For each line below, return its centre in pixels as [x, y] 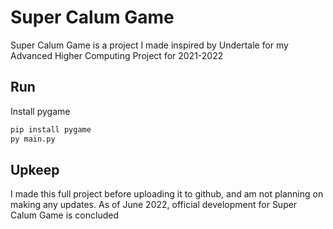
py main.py [33, 139]
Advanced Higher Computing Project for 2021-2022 [117, 55]
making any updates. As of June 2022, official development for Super [154, 205]
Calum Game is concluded [64, 215]
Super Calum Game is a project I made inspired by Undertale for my [149, 45]
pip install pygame [51, 129]
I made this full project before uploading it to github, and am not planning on [167, 194]
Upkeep [35, 169]
